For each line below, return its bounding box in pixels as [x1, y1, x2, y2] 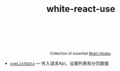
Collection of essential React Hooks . [50, 51, 112, 56]
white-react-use [46, 3, 116, 15]
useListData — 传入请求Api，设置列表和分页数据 [9, 60, 109, 66]
